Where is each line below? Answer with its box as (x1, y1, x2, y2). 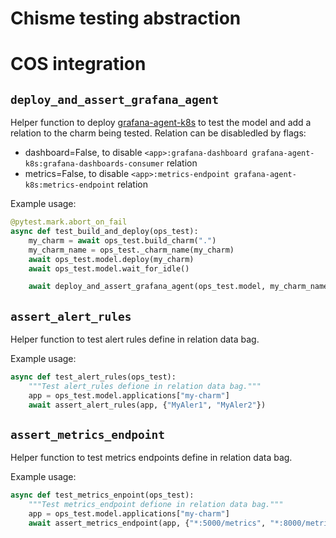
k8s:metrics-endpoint (24, 180, 115, 191)
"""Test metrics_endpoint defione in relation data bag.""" (28, 500, 284, 510)
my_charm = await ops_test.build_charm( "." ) (28, 235, 217, 246)
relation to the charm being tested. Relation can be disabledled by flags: (10, 127, 307, 139)
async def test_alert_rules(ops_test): (10, 372, 177, 382)
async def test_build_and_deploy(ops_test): (10, 227, 199, 237)
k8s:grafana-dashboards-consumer (24, 159, 165, 169)
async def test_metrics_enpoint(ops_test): (10, 490, 195, 501)
